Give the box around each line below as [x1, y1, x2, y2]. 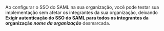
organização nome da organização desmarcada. [5, 20, 110, 26]
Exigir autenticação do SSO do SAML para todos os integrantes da [5, 15, 149, 20]
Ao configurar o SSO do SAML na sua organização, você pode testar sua [5, 4, 159, 10]
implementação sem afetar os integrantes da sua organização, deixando [5, 9, 158, 15]
